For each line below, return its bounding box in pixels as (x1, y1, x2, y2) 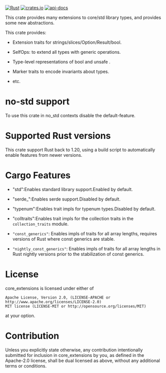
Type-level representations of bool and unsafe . (12, 59, 111, 65)
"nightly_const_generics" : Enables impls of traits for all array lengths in (12, 245, 161, 251)
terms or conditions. (5, 362, 46, 369)
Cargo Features (5, 170, 71, 181)
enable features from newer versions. (5, 152, 82, 158)
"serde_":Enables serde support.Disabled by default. (12, 196, 121, 202)
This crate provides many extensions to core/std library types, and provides (5, 15, 161, 20)
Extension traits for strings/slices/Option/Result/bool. (12, 39, 122, 45)
